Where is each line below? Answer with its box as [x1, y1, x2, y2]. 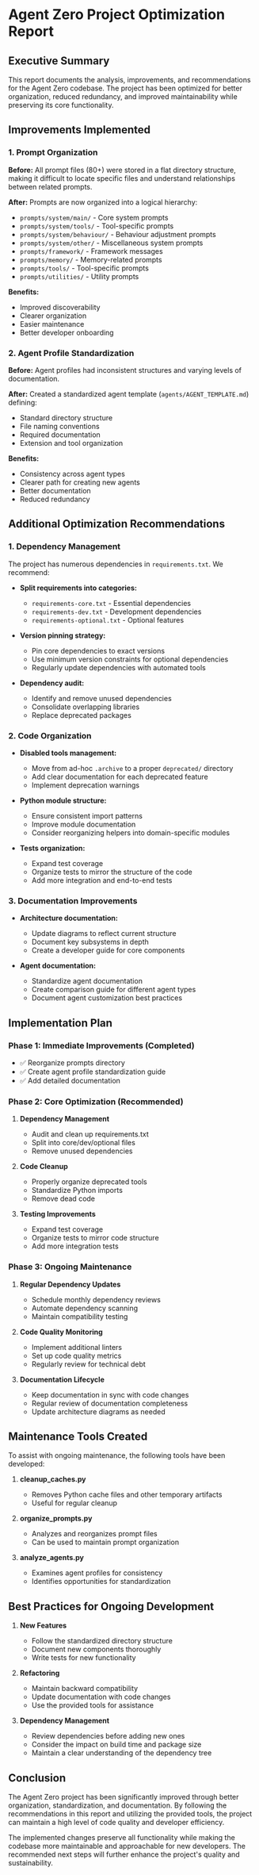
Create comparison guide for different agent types [31, 985, 196, 995]
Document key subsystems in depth [31, 937, 149, 947]
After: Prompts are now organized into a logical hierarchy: [8, 197, 198, 207]
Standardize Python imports [31, 1186, 123, 1195]
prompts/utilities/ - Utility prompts [19, 271, 139, 281]
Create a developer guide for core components [31, 945, 185, 955]
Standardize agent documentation [31, 976, 143, 986]
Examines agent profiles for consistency [31, 1568, 163, 1578]
